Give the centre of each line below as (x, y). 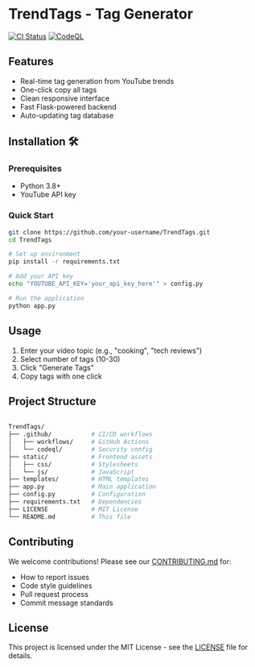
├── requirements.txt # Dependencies (75, 502)
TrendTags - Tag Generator (101, 14)
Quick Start (31, 216)
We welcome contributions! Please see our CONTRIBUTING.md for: (120, 561)
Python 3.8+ (41, 186)
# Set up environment (45, 255)
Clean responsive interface (65, 98)
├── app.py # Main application (82, 487)
